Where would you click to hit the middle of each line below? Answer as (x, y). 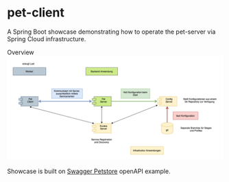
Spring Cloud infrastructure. (47, 38)
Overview (21, 52)
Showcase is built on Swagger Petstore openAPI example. (89, 171)
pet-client (36, 13)
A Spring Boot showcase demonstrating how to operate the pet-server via (111, 32)
